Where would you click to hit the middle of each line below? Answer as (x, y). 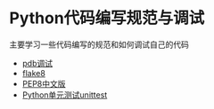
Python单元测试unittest (65, 95)
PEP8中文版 (44, 83)
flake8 (34, 73)
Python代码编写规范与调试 (107, 18)
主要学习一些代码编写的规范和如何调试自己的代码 (99, 44)
